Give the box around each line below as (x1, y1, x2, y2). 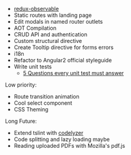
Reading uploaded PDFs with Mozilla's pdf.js (13, 142, 126, 149)
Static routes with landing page (13, 12, 92, 19)
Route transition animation (13, 93, 79, 100)
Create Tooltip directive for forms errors (13, 44, 114, 51)
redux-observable (13, 5, 59, 12)
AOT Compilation (13, 24, 56, 31)
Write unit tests (13, 63, 52, 70)
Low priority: (5, 81, 37, 88)
